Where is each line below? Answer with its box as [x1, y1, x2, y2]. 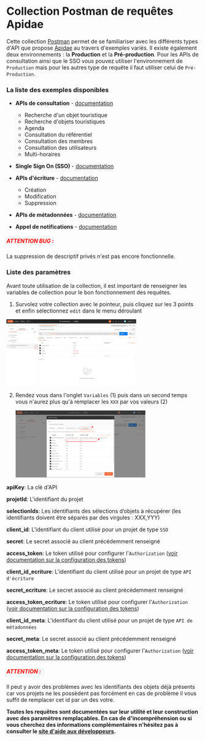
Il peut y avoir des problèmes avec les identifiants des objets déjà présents [6, 683, 195, 690]
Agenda [24, 125, 45, 132]
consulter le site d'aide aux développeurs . [6, 727, 117, 735]
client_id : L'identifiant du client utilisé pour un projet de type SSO [6, 526, 169, 533]
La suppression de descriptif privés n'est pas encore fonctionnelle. [6, 253, 176, 260]
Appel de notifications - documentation [15, 223, 117, 231]
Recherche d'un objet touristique [24, 112, 107, 119]
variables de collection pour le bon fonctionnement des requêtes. [6, 289, 172, 296]
